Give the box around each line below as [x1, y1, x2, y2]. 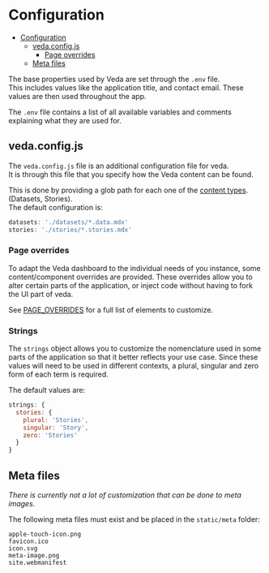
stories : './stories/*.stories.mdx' [8, 226, 132, 234]
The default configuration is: [8, 202, 103, 212]
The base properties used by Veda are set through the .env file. [8, 74, 220, 84]
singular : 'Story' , [23, 424, 89, 432]
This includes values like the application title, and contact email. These [8, 83, 245, 93]
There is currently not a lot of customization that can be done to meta [8, 490, 241, 500]
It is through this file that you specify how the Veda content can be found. [8, 169, 254, 179]
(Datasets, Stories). [8, 193, 73, 204]
